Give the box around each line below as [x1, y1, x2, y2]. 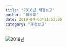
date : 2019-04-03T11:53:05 [5, 17, 62, 22]
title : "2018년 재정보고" [5, 7, 55, 13]
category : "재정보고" [5, 21, 47, 27]
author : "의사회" [5, 12, 39, 17]
